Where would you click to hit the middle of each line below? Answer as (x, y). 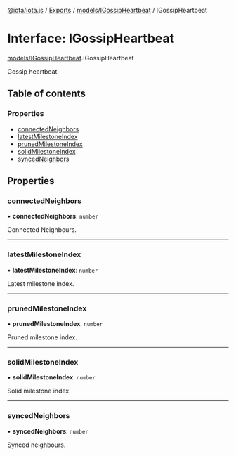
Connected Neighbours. (42, 230)
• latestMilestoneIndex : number (53, 270)
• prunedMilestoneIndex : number (55, 323)
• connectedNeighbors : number (53, 216)
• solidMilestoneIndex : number (52, 377)
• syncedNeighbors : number (48, 431)
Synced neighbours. (37, 445)
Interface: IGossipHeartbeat (91, 39)
